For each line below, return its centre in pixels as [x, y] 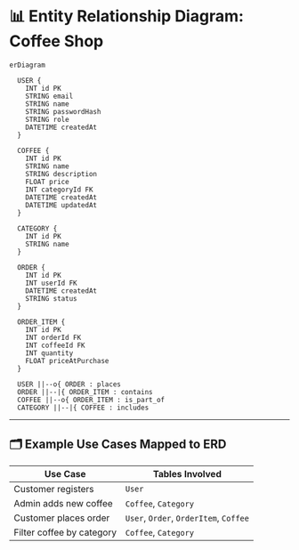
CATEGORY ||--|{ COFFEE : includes [83, 408]
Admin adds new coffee [63, 503]
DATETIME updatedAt [61, 205]
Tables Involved [187, 473]
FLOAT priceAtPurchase [67, 360]
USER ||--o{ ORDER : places [69, 384]
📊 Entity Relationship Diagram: [127, 16]
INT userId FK [51, 283]
